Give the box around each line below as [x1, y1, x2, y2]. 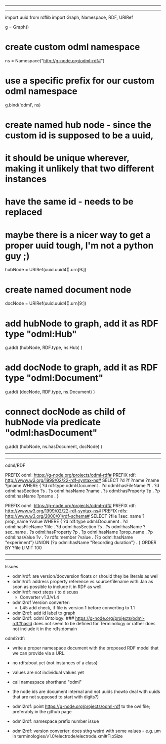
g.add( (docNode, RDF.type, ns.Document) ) [5, 389, 95, 395]
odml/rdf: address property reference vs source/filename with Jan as [12, 579, 153, 585]
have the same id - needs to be [5, 196, 134, 207]
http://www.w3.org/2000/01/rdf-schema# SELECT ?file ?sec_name [5, 513, 141, 519]
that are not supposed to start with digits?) [12, 694, 99, 700]
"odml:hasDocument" [5, 427, 98, 439]
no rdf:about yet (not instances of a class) [12, 660, 98, 666]
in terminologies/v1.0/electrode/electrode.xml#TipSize [12, 733, 123, 739]
